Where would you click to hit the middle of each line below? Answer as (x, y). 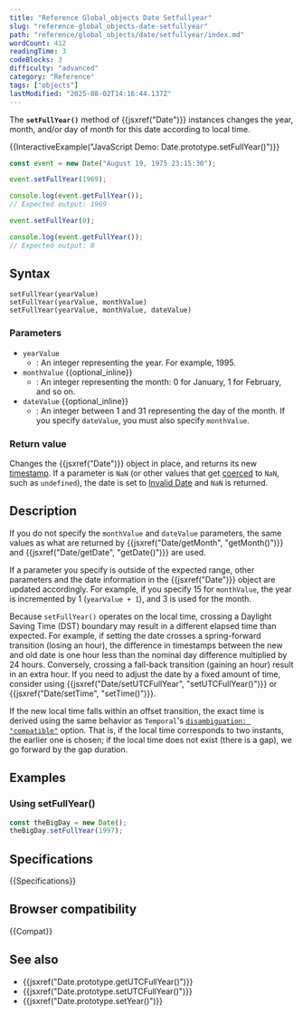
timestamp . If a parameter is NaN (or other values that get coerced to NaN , (144, 473)
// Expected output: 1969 (58, 205)
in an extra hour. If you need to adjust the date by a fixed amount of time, (145, 674)
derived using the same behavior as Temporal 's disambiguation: (128, 720)
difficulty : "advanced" (54, 69)
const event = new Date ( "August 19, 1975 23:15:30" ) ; (113, 163)
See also (34, 960)
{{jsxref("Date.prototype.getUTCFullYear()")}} (108, 981)
